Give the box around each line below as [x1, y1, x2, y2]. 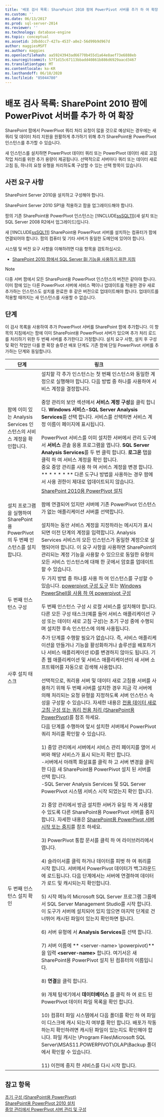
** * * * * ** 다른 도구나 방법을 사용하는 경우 [41, 471, 143, 478]
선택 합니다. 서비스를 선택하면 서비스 [68, 414, 147, 420]
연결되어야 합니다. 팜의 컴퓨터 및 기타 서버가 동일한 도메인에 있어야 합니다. [5, 235, 145, 241]
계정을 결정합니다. [51, 385, 90, 392]
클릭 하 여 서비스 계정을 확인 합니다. [41, 456, 118, 463]
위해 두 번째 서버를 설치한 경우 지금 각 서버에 [56, 685, 152, 692]
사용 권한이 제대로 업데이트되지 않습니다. [47, 478, 135, 485]
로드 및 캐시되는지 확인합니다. [47, 880, 111, 886]
